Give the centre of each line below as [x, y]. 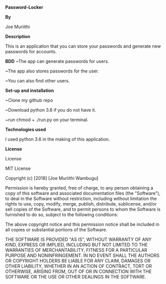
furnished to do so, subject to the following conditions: [62, 215]
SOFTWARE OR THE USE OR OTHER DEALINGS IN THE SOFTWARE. [76, 277]
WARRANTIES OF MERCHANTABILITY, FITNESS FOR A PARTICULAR [76, 250]
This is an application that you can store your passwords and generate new [83, 46]
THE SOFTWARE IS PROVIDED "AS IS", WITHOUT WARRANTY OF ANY [78, 239]
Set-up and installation [30, 90]
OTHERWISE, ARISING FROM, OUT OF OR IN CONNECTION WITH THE [78, 271]
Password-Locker [24, 7]
